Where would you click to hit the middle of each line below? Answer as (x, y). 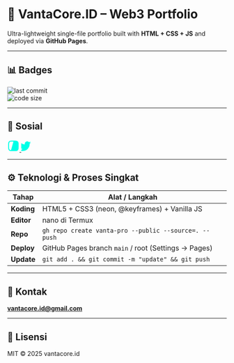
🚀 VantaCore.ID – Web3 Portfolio (103, 14)
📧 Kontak (27, 292)
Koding (23, 209)
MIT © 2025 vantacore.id (44, 354)
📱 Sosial (25, 126)
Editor (21, 220)
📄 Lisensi (27, 337)
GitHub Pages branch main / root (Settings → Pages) (127, 248)
